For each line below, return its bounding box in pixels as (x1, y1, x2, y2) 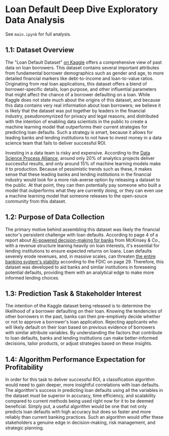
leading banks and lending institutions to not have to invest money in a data (5, 134, 162, 140)
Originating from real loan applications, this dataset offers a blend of (5, 81, 147, 87)
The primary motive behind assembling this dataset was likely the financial (5, 226, 160, 232)
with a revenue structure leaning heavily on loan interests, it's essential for (5, 242, 160, 249)
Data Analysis (5, 14, 65, 26)
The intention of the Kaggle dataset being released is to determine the (5, 303, 151, 309)
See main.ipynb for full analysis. (5, 31, 72, 37)
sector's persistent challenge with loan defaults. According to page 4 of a (5, 231, 158, 237)
